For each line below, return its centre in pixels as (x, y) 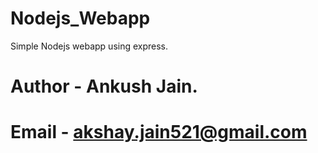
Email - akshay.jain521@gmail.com (159, 132)
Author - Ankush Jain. (104, 86)
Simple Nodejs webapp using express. (89, 46)
